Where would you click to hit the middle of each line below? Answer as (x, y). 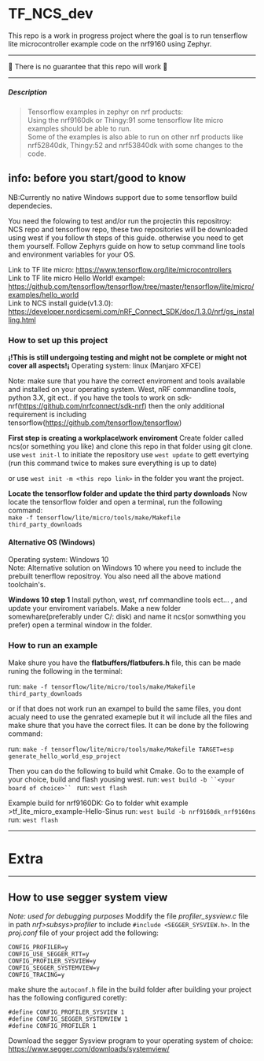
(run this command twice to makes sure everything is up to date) (113, 463)
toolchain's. (27, 585)
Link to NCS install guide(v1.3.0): (61, 303)
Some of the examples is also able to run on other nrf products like (135, 137)
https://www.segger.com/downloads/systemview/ (89, 1049)
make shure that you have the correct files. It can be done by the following (128, 725)
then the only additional (187, 406)
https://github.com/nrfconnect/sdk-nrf (82, 406)
